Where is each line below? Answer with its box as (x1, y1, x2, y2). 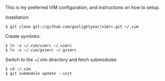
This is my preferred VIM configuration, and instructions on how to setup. (5, 5, 160, 10)
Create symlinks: (5, 33, 41, 39)
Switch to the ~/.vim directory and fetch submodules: (5, 56, 118, 63)
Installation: (5, 14, 30, 20)
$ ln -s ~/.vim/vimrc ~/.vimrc (5, 43, 72, 48)
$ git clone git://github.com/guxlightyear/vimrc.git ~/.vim (5, 24, 139, 29)
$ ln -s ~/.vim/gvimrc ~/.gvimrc (5, 48, 77, 53)
